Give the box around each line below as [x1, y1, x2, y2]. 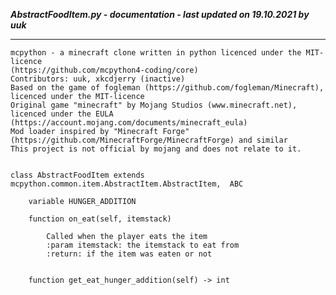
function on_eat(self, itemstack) [28, 214, 172, 224]
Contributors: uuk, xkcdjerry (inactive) [10, 74, 186, 84]
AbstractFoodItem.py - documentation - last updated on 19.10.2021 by [10, 9, 310, 20]
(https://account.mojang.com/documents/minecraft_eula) [10, 118, 248, 128]
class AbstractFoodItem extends [10, 170, 145, 180]
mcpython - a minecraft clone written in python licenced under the [10, 48, 302, 58]
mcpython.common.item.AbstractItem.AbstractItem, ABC [10, 179, 244, 189]
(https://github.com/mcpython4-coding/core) [10, 65, 199, 75]
